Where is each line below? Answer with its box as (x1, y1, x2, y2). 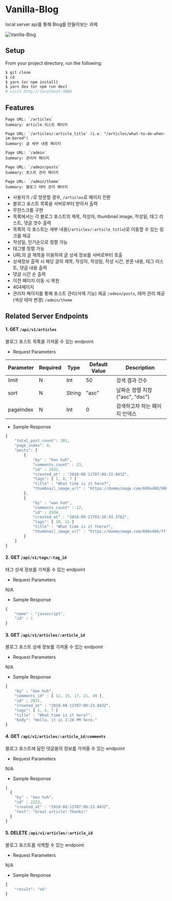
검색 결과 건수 (116, 377, 147, 384)
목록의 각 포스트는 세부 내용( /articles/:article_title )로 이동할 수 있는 (12, 226, 159, 232)
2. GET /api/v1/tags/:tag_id (5, 554, 67, 560)
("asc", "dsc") (116, 393, 150, 400)
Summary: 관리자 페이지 (5, 155, 50, 161)
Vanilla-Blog (5, 4, 59, 15)
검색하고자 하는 (116, 402, 151, 409)
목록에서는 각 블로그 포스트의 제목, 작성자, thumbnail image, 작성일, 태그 (12, 213, 158, 219)
